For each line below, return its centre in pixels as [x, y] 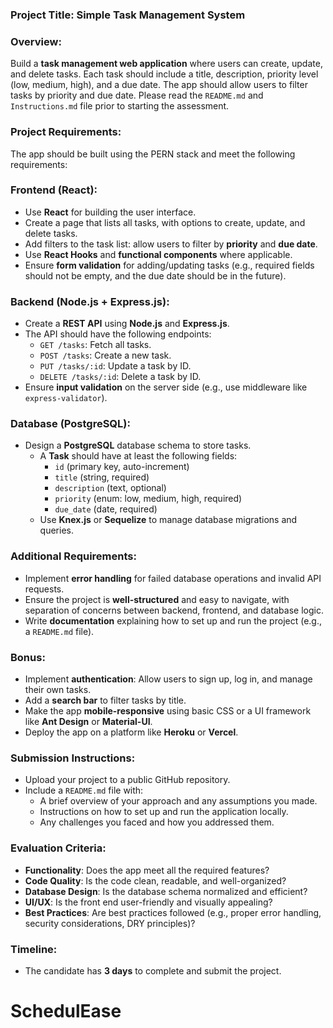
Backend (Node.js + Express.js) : [90, 301]
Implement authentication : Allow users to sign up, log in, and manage [168, 679]
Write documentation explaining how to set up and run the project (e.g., [173, 620]
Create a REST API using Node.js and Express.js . [127, 324]
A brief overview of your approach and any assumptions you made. [178, 801]
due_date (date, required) [106, 509]
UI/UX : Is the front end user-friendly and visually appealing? [148, 902]
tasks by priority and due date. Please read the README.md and [137, 95]
